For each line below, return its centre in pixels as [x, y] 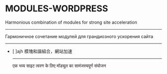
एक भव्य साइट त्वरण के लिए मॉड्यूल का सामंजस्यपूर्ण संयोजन [59, 66]
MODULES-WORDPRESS [57, 9]
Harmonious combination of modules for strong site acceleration [71, 22]
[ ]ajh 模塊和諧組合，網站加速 [42, 51]
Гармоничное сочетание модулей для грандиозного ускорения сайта [79, 36]
